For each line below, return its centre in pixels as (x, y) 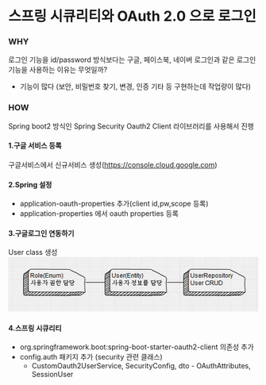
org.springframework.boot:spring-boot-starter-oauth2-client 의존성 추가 (137, 347)
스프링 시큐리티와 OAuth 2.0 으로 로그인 (132, 16)
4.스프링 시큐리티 (35, 328)
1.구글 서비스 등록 (35, 146)
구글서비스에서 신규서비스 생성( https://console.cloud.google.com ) (113, 164)
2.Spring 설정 (30, 184)
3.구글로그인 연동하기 (41, 233)
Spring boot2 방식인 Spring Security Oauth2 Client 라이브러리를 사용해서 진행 (131, 126)
